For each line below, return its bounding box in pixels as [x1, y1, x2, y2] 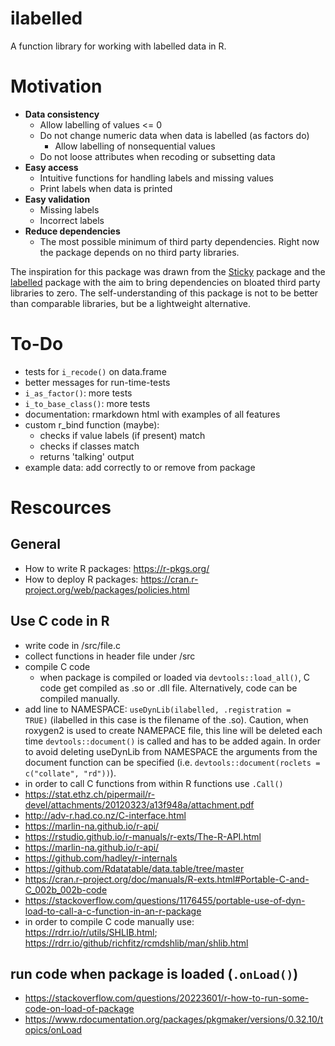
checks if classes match [39, 440, 140, 452]
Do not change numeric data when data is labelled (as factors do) [39, 129, 310, 141]
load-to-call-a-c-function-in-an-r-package [24, 905, 202, 917]
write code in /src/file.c [24, 639, 121, 651]
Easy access [24, 161, 79, 173]
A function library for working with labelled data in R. [10, 40, 227, 52]
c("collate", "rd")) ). [24, 767, 117, 779]
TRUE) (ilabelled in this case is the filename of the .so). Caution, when [24, 713, 309, 726]
